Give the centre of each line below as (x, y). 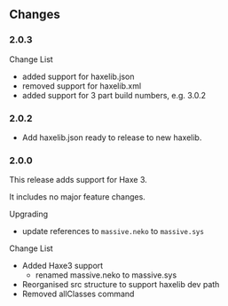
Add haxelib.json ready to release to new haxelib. (112, 137)
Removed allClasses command (78, 294)
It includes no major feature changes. (78, 197)
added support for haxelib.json (78, 76)
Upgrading (29, 214)
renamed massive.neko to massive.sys (106, 275)
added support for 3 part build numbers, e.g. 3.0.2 (114, 95)
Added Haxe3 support (63, 266)
